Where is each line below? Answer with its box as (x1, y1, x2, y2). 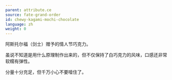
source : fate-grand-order (5, 12, 61, 17)
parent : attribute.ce (5, 7, 52, 13)
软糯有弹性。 (5, 58, 32, 64)
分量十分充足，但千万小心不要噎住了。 (5, 69, 86, 75)
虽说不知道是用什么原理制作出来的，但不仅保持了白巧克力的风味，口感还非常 (5, 52, 167, 58)
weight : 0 (5, 26, 27, 32)
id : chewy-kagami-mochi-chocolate (5, 17, 80, 22)
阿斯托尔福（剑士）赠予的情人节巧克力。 (5, 41, 91, 47)
